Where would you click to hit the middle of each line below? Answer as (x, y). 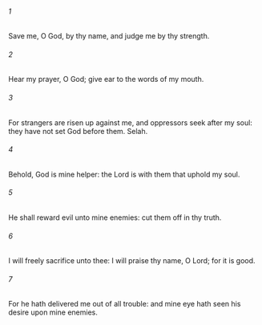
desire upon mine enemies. (53, 312)
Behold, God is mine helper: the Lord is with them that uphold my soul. (124, 174)
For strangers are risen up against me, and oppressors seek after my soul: (130, 122)
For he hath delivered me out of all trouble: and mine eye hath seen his (125, 304)
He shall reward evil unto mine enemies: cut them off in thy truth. (115, 217)
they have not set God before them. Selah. (78, 131)
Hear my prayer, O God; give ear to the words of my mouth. (106, 79)
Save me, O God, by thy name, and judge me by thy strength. (109, 36)
